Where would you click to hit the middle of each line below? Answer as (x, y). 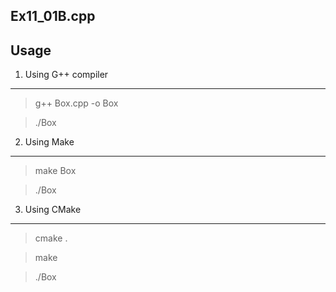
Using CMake (53, 210)
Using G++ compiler (66, 75)
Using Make (49, 142)
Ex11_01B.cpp (53, 16)
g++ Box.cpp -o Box (76, 103)
